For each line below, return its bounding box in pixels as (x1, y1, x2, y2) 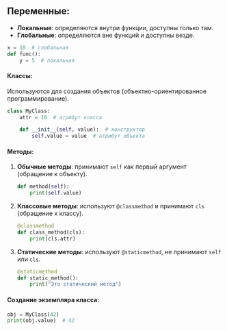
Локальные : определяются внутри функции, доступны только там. (16, 23, 214, 32)
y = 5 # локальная (19, 57, 75, 64)
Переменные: (7, 5, 70, 17)
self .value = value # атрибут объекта (31, 133, 146, 140)
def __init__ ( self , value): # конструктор (19, 126, 146, 133)
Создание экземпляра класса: (7, 295, 100, 304)
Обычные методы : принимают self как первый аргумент (16, 162, 187, 171)
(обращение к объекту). (16, 170, 88, 178)
